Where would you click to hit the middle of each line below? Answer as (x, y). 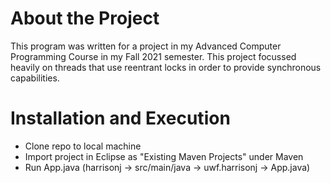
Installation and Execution (120, 118)
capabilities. (35, 78)
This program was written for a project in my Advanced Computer (146, 46)
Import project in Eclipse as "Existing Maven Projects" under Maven (164, 156)
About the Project (85, 18)
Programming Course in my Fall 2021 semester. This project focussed (153, 56)
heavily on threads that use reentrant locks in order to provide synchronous (166, 67)
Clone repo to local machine (83, 146)
